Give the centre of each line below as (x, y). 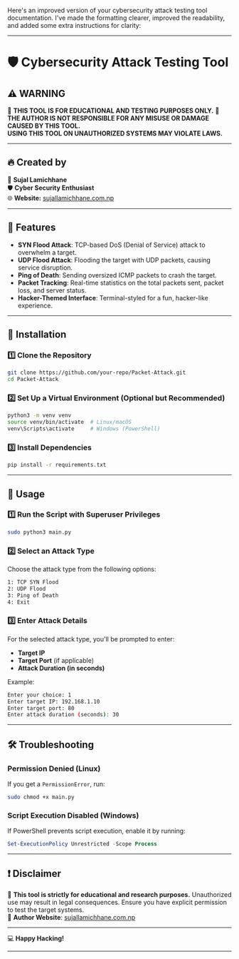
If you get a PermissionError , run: (56, 784)
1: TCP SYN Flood (33, 582)
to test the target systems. (46, 910)
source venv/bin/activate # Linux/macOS (70, 422)
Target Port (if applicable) (56, 660)
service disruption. (45, 268)
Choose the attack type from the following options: (82, 569)
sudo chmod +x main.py (41, 797)
